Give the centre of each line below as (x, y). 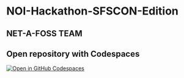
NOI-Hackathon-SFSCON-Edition (92, 11)
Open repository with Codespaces (73, 54)
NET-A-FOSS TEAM (44, 34)
